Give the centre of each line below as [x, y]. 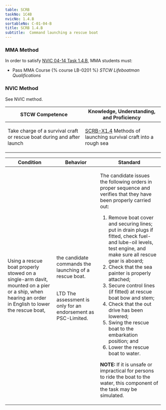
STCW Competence [44, 114]
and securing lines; [130, 224]
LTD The [66, 293]
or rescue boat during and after [44, 137]
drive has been [126, 310]
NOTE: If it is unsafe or [126, 365]
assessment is [73, 299]
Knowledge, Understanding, [122, 111]
